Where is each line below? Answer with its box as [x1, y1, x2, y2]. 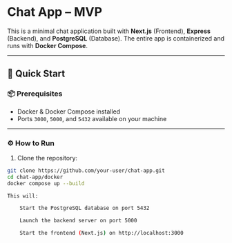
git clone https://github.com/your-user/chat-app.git [7, 167, 166, 174]
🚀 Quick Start [7, 68, 66, 80]
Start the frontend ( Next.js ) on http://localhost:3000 [19, 230, 184, 237]
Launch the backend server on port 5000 [19, 218, 137, 224]
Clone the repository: [17, 154, 78, 162]
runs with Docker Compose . [7, 41, 88, 50]
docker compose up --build [7, 180, 85, 187]
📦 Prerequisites [7, 89, 63, 98]
